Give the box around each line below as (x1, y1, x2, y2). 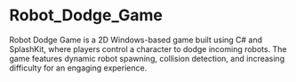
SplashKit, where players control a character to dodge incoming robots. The (9, 43, 287, 54)
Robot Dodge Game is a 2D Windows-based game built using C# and (9, 34, 263, 45)
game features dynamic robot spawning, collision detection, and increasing (9, 53, 285, 63)
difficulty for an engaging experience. (9, 63, 148, 73)
